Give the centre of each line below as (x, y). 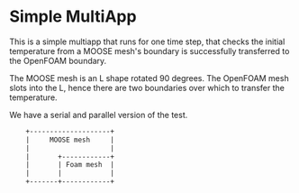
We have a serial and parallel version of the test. (99, 115)
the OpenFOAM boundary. (58, 60)
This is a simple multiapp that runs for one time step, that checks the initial (147, 41)
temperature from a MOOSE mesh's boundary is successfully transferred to (149, 51)
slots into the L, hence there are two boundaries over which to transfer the (147, 87)
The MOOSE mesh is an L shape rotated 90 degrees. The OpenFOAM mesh (149, 78)
